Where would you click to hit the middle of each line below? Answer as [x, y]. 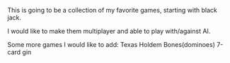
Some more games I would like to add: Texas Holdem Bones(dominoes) [111, 44]
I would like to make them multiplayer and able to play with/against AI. [109, 31]
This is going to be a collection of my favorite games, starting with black [112, 10]
